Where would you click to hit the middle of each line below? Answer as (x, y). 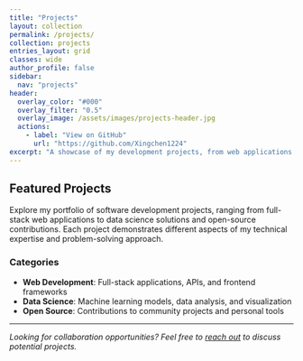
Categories (34, 263)
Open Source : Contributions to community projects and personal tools (153, 310)
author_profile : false (52, 69)
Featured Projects (60, 189)
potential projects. (43, 346)
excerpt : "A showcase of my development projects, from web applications (151, 152)
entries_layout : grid (50, 51)
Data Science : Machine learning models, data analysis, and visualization (157, 301)
